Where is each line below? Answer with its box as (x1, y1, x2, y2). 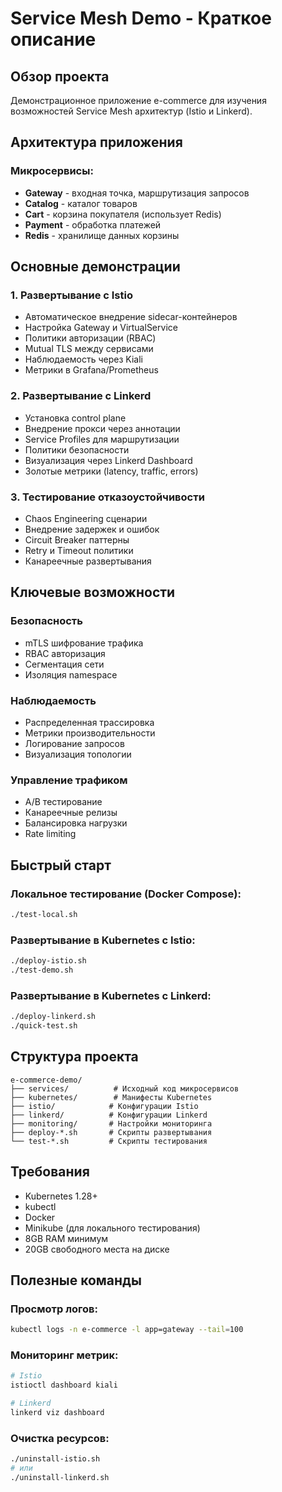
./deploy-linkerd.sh (10, 1012, 97, 1022)
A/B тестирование (24, 796, 103, 808)
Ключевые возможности (10, 584, 176, 601)
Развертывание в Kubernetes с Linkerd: (10, 988, 212, 1002)
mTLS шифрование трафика (24, 637, 144, 649)
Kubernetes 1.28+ (24, 1190, 98, 1202)
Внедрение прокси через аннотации (24, 422, 181, 434)
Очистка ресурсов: (10, 1431, 110, 1445)
